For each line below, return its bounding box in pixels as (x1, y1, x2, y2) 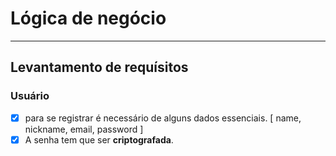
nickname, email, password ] (24, 123, 144, 135)
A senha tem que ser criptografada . (24, 133, 174, 146)
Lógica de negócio (10, 7, 167, 30)
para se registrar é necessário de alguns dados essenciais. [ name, (24, 112, 302, 124)
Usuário (10, 89, 50, 103)
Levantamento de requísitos (10, 59, 189, 76)
